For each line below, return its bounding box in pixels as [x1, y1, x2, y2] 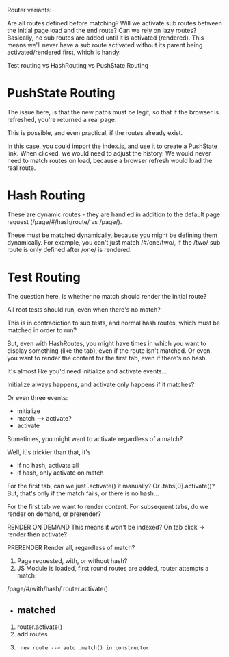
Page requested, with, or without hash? [16, 556, 128, 565]
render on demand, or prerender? [7, 510, 101, 518]
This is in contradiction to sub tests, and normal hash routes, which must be [7, 319, 221, 327]
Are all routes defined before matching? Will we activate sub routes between [7, 19, 222, 27]
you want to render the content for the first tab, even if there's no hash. [7, 354, 208, 362]
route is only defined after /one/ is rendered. [7, 245, 132, 253]
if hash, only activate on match [16, 469, 104, 477]
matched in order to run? [7, 325, 77, 334]
